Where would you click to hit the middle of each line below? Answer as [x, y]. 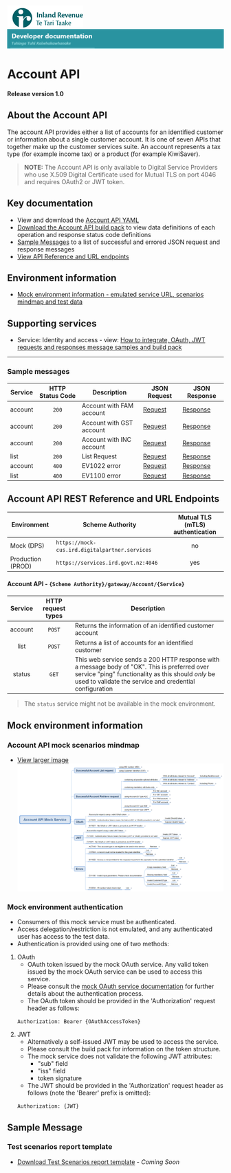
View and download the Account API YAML [78, 220]
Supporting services [52, 323]
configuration [94, 689]
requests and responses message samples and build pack [99, 347]
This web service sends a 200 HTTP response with [147, 659]
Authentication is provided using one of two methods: [93, 944]
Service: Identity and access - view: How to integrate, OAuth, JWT [111, 340]
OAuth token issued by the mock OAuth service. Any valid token [118, 965]
